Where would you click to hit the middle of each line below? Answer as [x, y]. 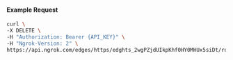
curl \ [16, 24]
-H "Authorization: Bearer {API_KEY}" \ [66, 37]
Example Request [32, 10]
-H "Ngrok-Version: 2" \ [42, 43]
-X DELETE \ [24, 31]
